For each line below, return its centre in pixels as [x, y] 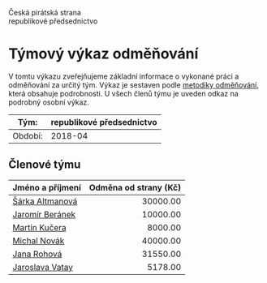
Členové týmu [45, 165]
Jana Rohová [37, 254]
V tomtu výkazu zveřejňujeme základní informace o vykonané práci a [124, 76]
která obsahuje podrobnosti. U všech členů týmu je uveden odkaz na [124, 93]
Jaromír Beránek [44, 214]
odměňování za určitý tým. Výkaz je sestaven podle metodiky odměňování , [134, 84]
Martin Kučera [39, 227]
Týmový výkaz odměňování [103, 54]
